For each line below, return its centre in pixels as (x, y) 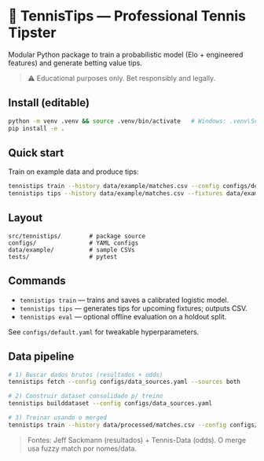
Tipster (32, 33)
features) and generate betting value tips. (75, 63)
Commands (37, 281)
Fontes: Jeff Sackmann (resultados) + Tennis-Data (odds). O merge (136, 440)
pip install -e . (37, 128)
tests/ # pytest (63, 256)
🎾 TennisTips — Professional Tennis (127, 16)
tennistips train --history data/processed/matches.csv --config (117, 425)
